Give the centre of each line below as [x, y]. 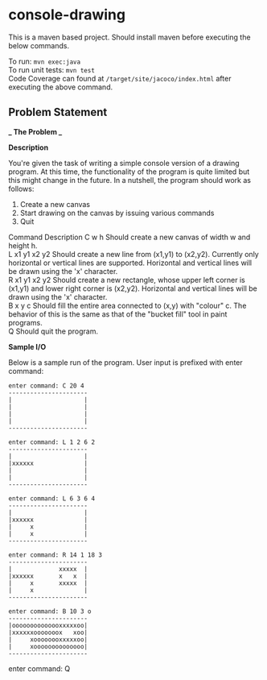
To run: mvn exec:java [45, 61]
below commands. [39, 45]
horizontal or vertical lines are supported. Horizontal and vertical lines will [130, 263]
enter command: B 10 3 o [50, 611]
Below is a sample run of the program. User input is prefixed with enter [125, 362]
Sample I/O [27, 346]
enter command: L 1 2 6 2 [51, 442]
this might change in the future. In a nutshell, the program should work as [130, 180]
